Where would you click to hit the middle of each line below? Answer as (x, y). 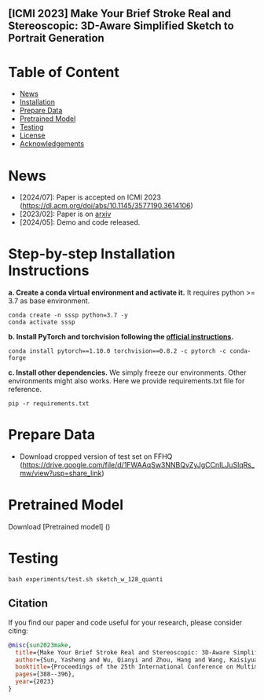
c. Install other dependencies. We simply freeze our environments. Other (127, 372)
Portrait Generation (56, 38)
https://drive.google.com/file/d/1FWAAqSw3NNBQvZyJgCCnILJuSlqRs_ (139, 465)
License (32, 136)
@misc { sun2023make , (40, 645)
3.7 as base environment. (49, 301)
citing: (18, 630)
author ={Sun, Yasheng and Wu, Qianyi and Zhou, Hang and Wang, (121, 660)
